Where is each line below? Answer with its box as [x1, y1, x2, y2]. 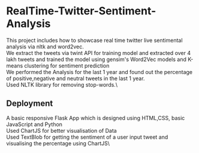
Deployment [6, 99, 53, 109]
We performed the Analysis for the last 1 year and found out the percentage [6, 68, 193, 75]
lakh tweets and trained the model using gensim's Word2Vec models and [6, 56, 187, 63]
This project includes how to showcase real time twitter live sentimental [6, 36, 183, 44]
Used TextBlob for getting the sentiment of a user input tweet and [6, 133, 168, 140]
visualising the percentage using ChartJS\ [6, 139, 110, 147]
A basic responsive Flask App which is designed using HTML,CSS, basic [6, 114, 185, 121]
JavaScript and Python [6, 121, 63, 128]
